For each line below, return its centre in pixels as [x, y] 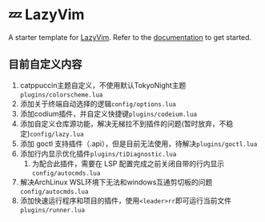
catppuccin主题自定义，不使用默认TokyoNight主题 [103, 85]
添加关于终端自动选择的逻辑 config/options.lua [98, 103]
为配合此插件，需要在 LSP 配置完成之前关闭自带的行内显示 [128, 163]
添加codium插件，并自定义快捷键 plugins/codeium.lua [108, 113]
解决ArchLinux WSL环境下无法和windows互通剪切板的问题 [116, 182]
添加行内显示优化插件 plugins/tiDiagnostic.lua [98, 153]
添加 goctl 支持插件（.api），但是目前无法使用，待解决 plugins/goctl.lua [139, 143]
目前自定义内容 [45, 64]
